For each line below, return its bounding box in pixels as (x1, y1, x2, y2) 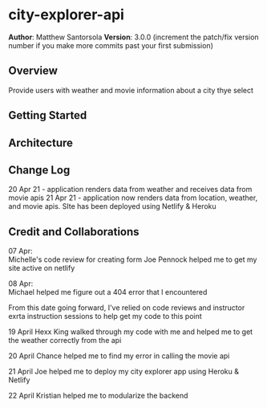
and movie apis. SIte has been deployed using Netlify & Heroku (8, 202, 216, 211)
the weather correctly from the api (8, 336, 122, 345)
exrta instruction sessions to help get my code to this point (8, 312, 202, 321)
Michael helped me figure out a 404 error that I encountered (8, 288, 208, 297)
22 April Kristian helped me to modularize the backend (8, 391, 188, 401)
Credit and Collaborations (8, 225, 140, 239)
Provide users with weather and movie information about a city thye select (8, 85, 254, 95)
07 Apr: (8, 247, 33, 256)
